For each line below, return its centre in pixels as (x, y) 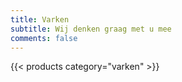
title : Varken (40, 19)
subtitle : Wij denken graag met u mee (91, 29)
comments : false (44, 38)
